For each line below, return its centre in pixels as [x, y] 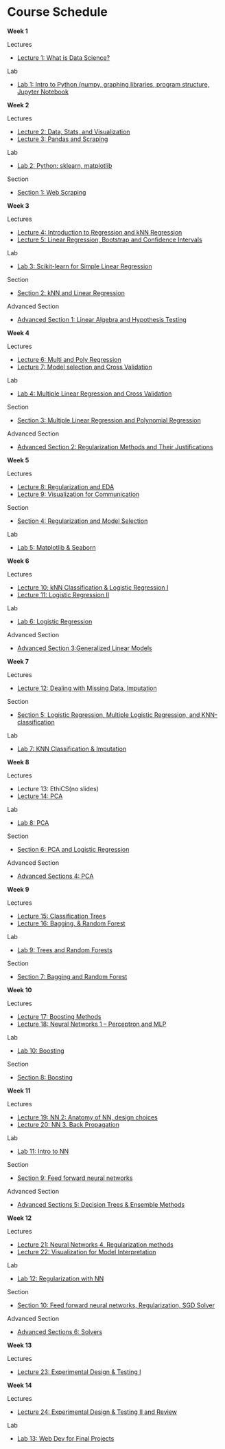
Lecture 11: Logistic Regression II [63, 594]
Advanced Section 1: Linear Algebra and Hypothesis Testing [102, 319]
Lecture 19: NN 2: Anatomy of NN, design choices [87, 1117]
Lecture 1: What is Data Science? [63, 57]
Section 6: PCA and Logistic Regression [73, 849]
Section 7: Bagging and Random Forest [72, 976]
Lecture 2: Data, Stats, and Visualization [73, 131]
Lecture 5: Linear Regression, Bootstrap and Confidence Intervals [109, 239]
